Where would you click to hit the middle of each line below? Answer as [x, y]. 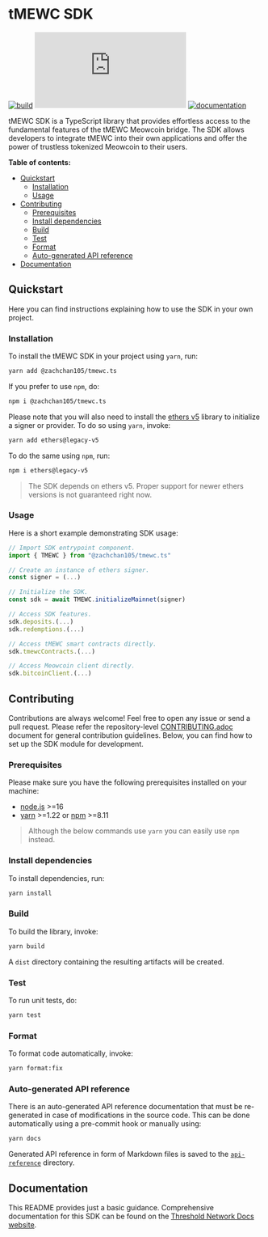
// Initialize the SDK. [48, 592]
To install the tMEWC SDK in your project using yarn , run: [103, 356]
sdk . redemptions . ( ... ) [46, 629]
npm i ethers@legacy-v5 [48, 470]
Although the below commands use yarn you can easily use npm [134, 831]
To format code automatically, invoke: [71, 1053]
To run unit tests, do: [43, 1000]
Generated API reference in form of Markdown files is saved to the [119, 1154]
